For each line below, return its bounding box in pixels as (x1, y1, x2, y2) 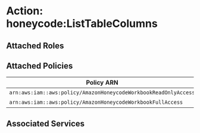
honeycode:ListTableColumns (6, 17, 158, 30)
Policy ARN (86, 79, 118, 87)
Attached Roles (6, 41, 64, 51)
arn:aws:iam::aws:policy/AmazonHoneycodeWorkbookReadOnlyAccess (9, 89, 195, 96)
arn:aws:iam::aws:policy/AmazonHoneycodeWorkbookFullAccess (9, 99, 183, 106)
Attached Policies (6, 61, 73, 71)
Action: (6, 4, 43, 18)
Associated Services (6, 118, 85, 129)
